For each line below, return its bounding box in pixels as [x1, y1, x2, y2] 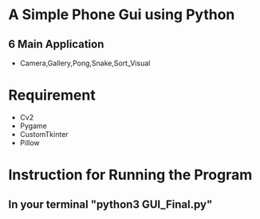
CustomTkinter [19, 129, 69, 139]
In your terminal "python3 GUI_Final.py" [8, 197, 213, 211]
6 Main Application [8, 37, 104, 51]
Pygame [19, 121, 48, 131]
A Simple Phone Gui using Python [8, 6, 235, 24]
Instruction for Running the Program [8, 166, 253, 184]
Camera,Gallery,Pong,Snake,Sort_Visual [19, 58, 151, 68]
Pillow [19, 138, 40, 147]
